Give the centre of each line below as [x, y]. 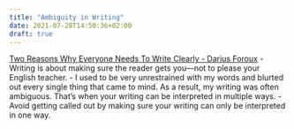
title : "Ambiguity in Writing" [67, 17]
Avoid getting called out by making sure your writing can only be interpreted [147, 106]
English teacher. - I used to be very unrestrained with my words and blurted [147, 78]
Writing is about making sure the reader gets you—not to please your [135, 68]
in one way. [30, 115]
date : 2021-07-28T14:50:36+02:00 [71, 26]
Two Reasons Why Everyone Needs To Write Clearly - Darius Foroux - [136, 59]
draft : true [31, 34]
